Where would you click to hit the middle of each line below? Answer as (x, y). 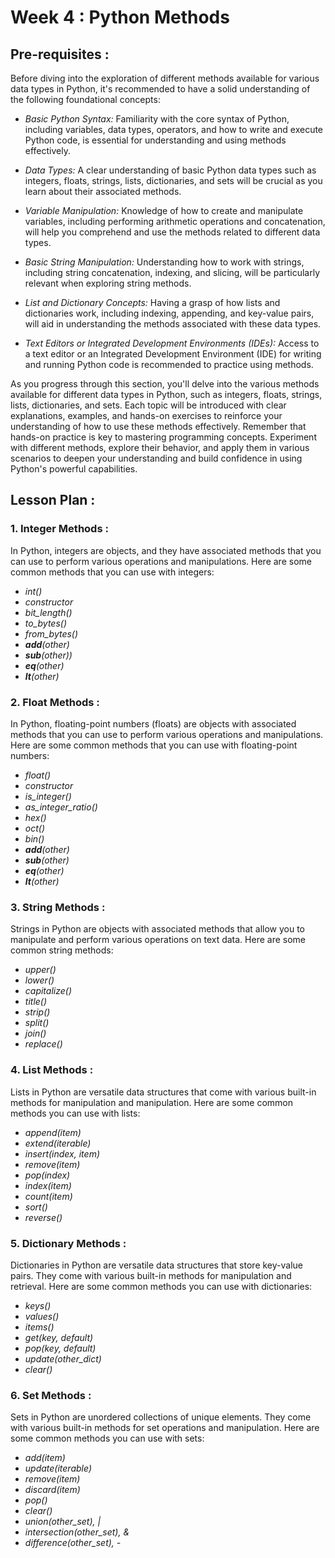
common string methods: (62, 950)
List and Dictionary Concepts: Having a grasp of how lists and (152, 302)
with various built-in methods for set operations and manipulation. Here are (165, 1428)
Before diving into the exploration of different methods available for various (165, 78)
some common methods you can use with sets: (107, 1438)
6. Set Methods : (51, 1395)
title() (36, 1002)
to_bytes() (45, 623)
